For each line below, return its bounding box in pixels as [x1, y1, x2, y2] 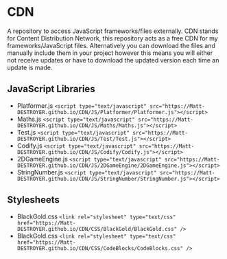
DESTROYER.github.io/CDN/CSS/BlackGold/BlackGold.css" [16, 225, 178, 232]
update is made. [7, 63, 53, 71]
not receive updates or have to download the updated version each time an [7, 56, 219, 64]
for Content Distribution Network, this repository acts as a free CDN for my [7, 34, 218, 42]
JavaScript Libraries [7, 83, 95, 95]
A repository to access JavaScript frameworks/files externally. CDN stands [7, 27, 219, 35]
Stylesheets [7, 194, 60, 206]
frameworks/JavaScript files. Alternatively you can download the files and [7, 41, 216, 49]
